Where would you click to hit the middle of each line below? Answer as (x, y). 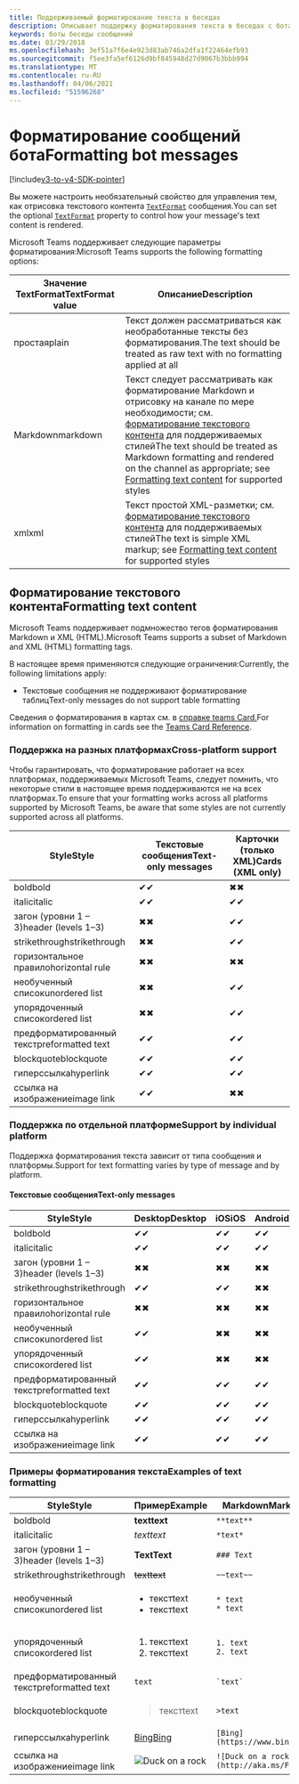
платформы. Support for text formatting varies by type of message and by (145, 1165)
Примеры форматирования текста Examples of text (125, 1472)
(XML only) (257, 872)
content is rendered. (46, 225)
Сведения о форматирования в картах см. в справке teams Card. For (139, 718)
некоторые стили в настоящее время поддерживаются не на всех (136, 788)
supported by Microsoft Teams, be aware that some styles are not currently (148, 807)
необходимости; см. (169, 413)
